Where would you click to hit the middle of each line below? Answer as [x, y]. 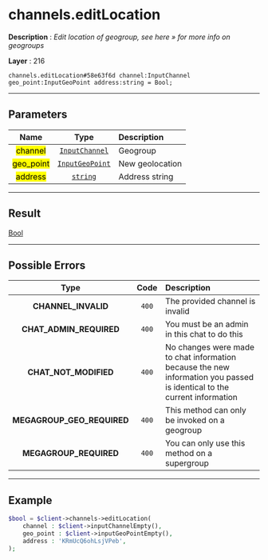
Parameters [38, 115]
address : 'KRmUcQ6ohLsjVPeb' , [75, 541]
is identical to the [197, 387]
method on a [189, 454]
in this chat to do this [204, 334]
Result [25, 214]
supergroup [187, 463]
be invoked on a [195, 420]
